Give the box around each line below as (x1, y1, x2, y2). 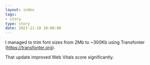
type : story (5, 21, 30, 26)
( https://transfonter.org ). (5, 45, 55, 51)
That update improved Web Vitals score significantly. (5, 54, 114, 60)
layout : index (5, 7, 35, 12)
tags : (5, 12, 16, 17)
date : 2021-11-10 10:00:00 (5, 26, 61, 31)
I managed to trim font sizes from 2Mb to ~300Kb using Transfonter (5, 39, 145, 45)
